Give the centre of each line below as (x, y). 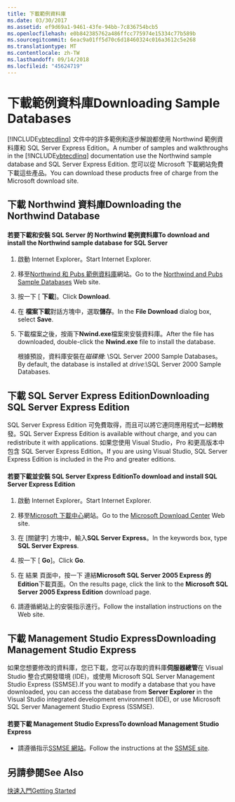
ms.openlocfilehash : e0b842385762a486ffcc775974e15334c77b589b (102, 33)
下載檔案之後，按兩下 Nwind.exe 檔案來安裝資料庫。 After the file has (116, 334)
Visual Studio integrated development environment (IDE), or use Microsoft (114, 699)
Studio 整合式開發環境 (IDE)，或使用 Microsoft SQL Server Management (111, 676)
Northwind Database (54, 216)
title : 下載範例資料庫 (37, 14)
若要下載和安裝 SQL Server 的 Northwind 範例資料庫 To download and (108, 235)
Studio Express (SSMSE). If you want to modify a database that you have (112, 684)
